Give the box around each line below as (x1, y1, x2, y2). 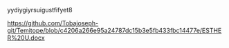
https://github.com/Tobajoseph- (7, 19, 99, 27)
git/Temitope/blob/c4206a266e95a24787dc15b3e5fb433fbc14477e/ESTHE (7, 27, 222, 34)
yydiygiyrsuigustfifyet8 (7, 6, 73, 14)
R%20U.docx (7, 34, 45, 42)
